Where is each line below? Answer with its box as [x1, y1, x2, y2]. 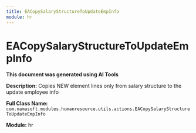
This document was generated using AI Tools [6, 71, 119, 78]
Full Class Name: [6, 100, 48, 107]
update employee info [6, 88, 59, 96]
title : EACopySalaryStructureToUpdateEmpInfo [6, 8, 119, 15]
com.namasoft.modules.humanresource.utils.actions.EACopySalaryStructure [6, 106, 191, 112]
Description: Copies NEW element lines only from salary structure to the [6, 83, 182, 90]
